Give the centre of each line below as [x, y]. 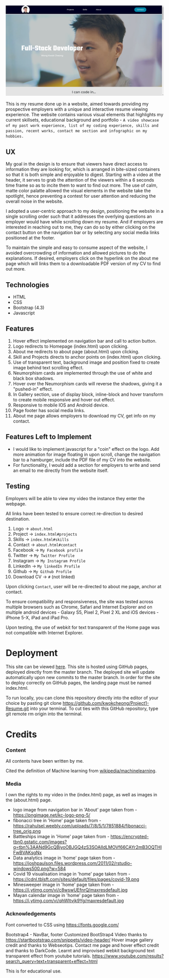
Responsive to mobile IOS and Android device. [61, 405]
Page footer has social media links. [49, 410]
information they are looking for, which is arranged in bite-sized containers [83, 170]
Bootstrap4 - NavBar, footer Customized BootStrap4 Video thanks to [76, 934]
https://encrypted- [130, 837]
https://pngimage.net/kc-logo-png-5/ [52, 815]
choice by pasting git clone [34, 703]
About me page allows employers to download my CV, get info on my [84, 416]
